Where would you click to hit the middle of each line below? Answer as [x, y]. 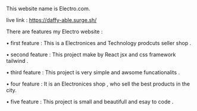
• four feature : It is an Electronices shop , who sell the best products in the [98, 84]
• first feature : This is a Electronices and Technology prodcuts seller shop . [99, 43]
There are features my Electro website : [54, 31]
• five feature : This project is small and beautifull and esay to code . [90, 102]
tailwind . [17, 61]
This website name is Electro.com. [48, 9]
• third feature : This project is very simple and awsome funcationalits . [93, 72]
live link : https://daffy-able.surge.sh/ [51, 20]
